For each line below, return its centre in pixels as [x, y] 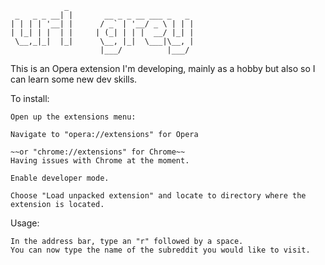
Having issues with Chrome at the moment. [100, 161]
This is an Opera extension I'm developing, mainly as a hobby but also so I [163, 68]
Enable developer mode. [60, 178]
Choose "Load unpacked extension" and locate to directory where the [158, 196]
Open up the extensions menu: [73, 117]
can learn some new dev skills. [74, 79]
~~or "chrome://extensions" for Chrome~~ [98, 152]
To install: [30, 98]
